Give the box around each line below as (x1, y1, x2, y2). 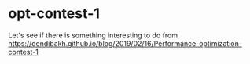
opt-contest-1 (8, 5, 101, 23)
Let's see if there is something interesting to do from (8, 30, 178, 40)
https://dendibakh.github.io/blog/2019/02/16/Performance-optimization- (8, 38, 242, 48)
